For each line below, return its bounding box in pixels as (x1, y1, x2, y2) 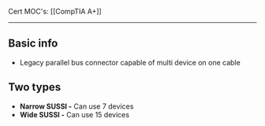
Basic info (8, 37, 58, 50)
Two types (8, 80, 62, 94)
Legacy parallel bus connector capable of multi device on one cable (19, 57, 241, 67)
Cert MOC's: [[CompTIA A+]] (8, 7, 103, 16)
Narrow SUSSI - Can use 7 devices (19, 102, 134, 111)
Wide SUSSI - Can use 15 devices (19, 109, 130, 119)
